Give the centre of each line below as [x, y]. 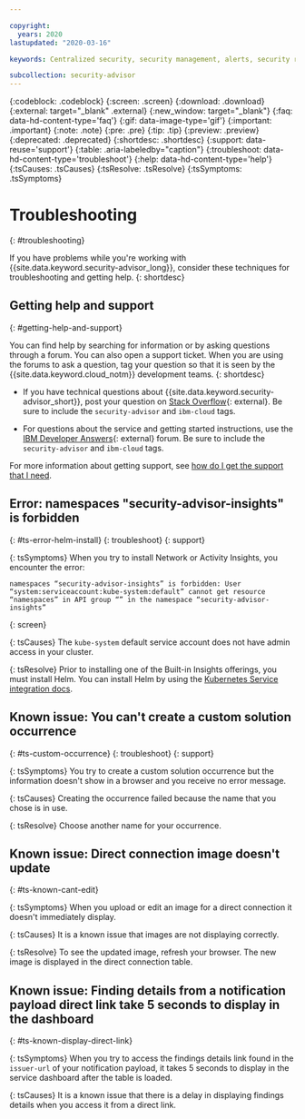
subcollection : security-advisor [73, 75]
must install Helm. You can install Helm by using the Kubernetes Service [144, 678]
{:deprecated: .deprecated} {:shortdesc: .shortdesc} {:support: [127, 140]
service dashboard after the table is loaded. [91, 1078]
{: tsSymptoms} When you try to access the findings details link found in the [152, 1058]
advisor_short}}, [53, 401]
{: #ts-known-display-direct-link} [71, 1041]
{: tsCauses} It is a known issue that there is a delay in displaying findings [147, 1095]
